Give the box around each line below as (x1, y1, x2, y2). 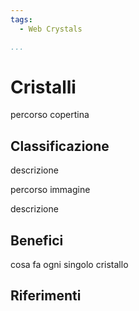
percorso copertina (10, 109, 90, 121)
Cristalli (10, 76, 77, 98)
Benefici (10, 232, 64, 249)
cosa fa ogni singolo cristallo (10, 259, 129, 271)
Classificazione (10, 137, 110, 155)
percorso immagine (10, 184, 91, 196)
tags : (10, 14, 33, 25)
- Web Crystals (19, 24, 83, 34)
